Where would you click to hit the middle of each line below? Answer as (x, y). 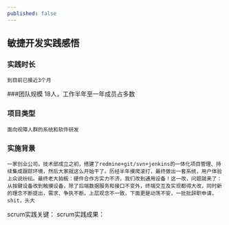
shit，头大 (21, 200)
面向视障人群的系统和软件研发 (43, 129)
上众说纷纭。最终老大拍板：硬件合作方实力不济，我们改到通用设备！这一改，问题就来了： (115, 179)
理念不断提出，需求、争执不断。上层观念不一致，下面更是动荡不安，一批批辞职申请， (115, 193)
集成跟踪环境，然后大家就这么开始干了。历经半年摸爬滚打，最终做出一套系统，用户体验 (117, 171)
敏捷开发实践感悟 (43, 43)
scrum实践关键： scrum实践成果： (56, 214)
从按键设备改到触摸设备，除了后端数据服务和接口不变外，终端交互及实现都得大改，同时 (112, 186)
